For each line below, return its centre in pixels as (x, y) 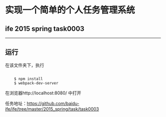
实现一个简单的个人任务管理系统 (70, 10)
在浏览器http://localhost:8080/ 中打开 (43, 93)
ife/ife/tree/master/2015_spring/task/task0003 (52, 109)
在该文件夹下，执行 (25, 65)
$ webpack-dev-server (36, 83)
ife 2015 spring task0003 (45, 28)
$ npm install (28, 79)
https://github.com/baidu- (53, 103)
